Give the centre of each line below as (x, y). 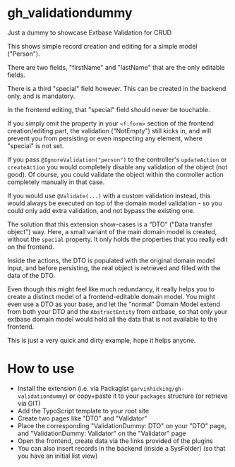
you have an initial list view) (58, 456)
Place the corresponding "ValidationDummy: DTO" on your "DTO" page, (122, 425)
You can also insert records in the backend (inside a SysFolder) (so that (121, 448)
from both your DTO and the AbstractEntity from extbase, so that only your (117, 311)
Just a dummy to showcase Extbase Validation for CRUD (89, 32)
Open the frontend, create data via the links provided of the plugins (115, 441)
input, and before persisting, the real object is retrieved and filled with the (114, 268)
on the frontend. (31, 247)
